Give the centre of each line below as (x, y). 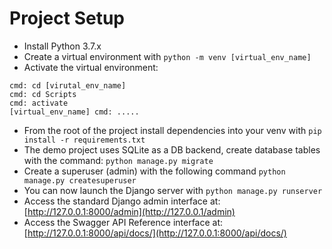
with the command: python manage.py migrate (118, 160)
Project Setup (67, 18)
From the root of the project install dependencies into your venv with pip (172, 130)
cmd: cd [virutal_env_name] (68, 85)
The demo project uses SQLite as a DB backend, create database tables (172, 149)
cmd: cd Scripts (43, 94)
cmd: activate (39, 103)
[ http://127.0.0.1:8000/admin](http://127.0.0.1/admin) (129, 211)
